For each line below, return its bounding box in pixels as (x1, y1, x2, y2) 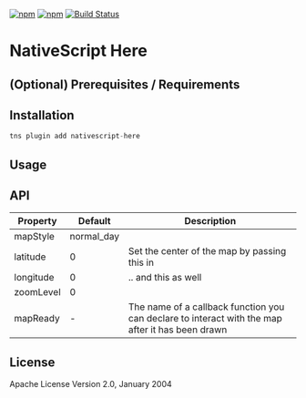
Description (184, 215, 237, 228)
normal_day (69, 230, 120, 243)
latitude (14, 250, 46, 263)
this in (127, 256, 155, 269)
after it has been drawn (127, 323, 228, 336)
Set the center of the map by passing (127, 245, 287, 258)
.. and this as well (127, 271, 202, 284)
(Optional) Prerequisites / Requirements (9, 77, 240, 92)
